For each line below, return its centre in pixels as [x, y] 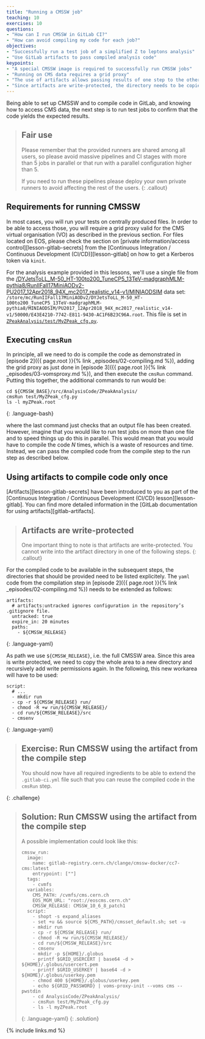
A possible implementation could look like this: [80, 841]
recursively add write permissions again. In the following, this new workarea [102, 669]
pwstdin [31, 991]
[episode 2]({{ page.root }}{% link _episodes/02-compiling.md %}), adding [100, 361]
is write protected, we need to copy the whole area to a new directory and [99, 662]
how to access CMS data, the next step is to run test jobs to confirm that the [102, 110]
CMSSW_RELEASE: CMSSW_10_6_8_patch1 [79, 906]
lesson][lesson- [176, 498]
